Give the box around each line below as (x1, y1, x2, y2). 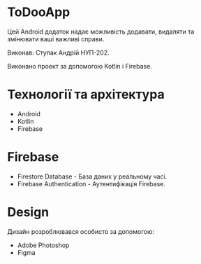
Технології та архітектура (7, 87, 165, 102)
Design (7, 204, 50, 220)
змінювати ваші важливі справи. (7, 34, 105, 43)
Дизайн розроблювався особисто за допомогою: (7, 227, 155, 235)
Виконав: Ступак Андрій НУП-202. (7, 48, 110, 57)
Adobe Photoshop (17, 241, 70, 249)
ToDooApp (7, 4, 70, 20)
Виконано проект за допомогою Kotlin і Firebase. (7, 62, 152, 70)
